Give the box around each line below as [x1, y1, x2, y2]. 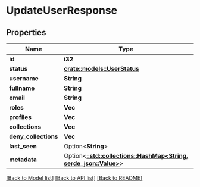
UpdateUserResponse [6, 4, 118, 17]
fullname [9, 84, 35, 92]
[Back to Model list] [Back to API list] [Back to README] [6, 174, 143, 182]
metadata [9, 155, 37, 164]
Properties [6, 27, 46, 38]
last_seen [9, 142, 37, 150]
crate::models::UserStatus [64, 65, 140, 73]
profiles [9, 113, 32, 121]
